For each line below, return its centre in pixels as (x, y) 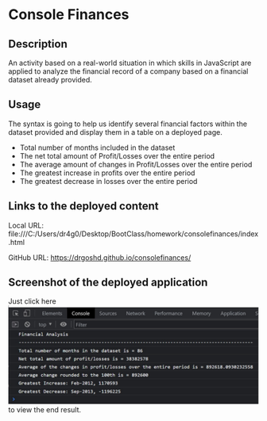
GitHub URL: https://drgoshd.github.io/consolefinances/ (100, 257)
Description (38, 44)
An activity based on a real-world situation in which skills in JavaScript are (130, 63)
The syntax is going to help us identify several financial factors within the (128, 124)
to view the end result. (45, 410)
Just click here (33, 301)
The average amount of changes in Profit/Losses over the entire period (136, 164)
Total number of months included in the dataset (97, 147)
